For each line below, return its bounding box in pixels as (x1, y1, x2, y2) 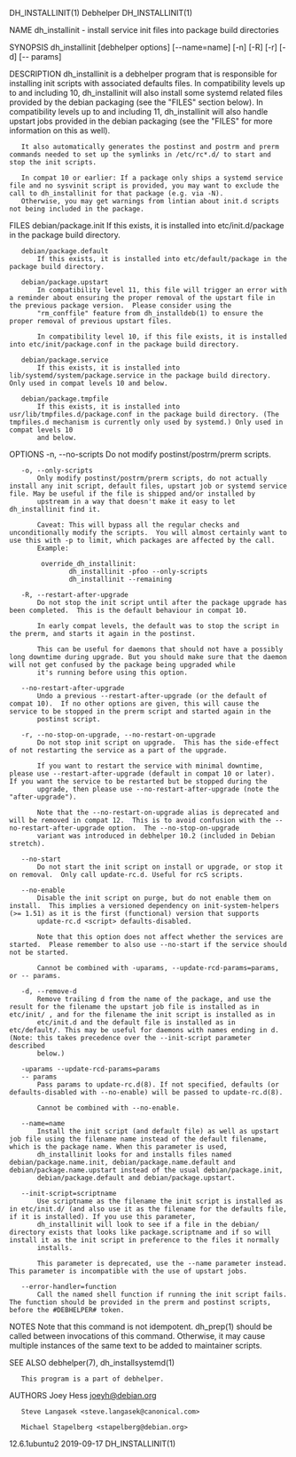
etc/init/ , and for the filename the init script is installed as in (9, 1010, 276, 1019)
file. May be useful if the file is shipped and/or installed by (9, 490, 255, 498)
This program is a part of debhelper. (20, 1374, 165, 1383)
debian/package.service (20, 355, 109, 364)
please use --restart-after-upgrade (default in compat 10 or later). (9, 769, 276, 778)
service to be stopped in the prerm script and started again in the (9, 707, 272, 716)
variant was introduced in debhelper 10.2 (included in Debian (36, 832, 276, 840)
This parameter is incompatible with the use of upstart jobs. (9, 1267, 248, 1276)
